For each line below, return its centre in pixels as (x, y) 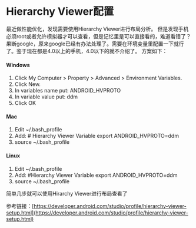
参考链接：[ (20, 206)
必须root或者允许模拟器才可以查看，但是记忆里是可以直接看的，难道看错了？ (99, 36)
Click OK (25, 103)
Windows (18, 65)
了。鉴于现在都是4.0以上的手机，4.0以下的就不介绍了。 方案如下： (87, 51)
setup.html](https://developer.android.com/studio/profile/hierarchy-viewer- (97, 213)
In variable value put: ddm (46, 97)
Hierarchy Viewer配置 (60, 11)
